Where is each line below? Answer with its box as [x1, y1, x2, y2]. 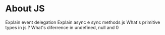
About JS [5, 3, 45, 14]
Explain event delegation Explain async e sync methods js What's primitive [5, 19, 160, 25]
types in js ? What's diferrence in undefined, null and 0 [5, 24, 119, 30]
